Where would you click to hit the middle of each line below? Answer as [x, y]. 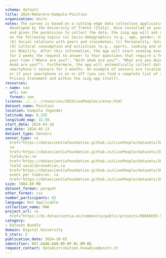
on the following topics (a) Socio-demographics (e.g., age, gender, [83, 37]
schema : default [22, 10]
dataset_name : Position [30, 106]
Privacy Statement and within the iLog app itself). [65, 78]
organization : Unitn [26, 19]
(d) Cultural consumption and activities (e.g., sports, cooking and [83, 46]
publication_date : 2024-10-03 [36, 239]
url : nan [19, 92]
